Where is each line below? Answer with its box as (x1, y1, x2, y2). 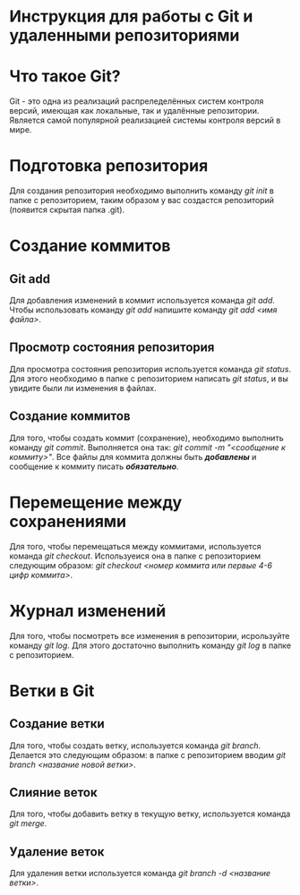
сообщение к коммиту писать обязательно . (9, 461, 179, 472)
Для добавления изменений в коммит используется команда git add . (9, 295, 276, 306)
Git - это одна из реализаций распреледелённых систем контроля (9, 96, 264, 107)
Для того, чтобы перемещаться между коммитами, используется (9, 541, 261, 551)
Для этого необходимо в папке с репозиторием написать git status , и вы (9, 373, 289, 384)
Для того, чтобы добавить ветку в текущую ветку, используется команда (9, 808, 291, 820)
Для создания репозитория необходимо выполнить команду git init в (9, 185, 275, 196)
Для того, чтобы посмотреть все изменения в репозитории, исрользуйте (9, 630, 290, 641)
